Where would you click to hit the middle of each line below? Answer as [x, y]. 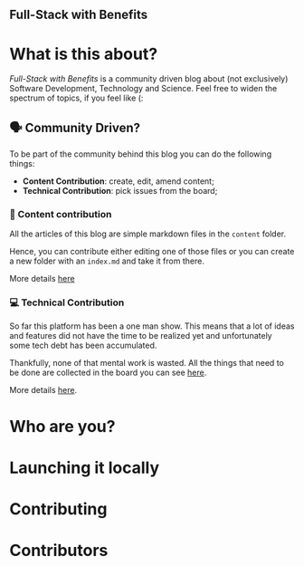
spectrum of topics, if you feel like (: [76, 98]
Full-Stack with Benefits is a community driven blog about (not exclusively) [149, 79]
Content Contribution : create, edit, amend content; [118, 181]
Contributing [58, 509]
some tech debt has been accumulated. [83, 345]
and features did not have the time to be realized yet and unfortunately [141, 335]
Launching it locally [85, 468]
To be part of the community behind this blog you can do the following [141, 154]
